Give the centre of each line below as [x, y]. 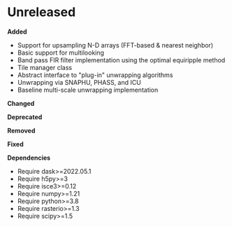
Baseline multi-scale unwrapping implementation [88, 90]
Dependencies [29, 158]
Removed [21, 130]
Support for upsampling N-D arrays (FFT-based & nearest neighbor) [115, 45]
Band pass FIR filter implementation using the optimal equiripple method [121, 60]
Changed [21, 103]
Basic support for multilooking [61, 53]
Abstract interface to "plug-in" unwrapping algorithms [95, 75]
